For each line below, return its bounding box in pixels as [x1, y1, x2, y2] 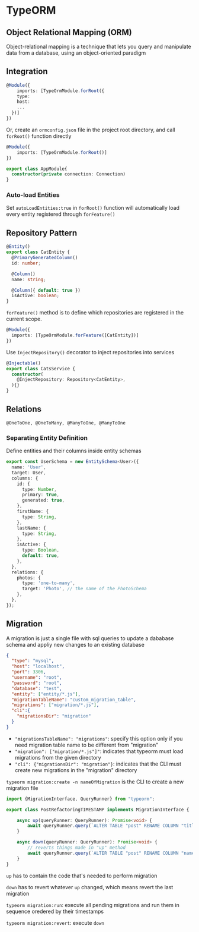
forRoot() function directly [6, 132, 72, 140]
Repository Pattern [6, 228, 78, 238]
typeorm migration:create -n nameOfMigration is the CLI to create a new [6, 778, 184, 785]
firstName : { [17, 509, 49, 515]
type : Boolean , [21, 547, 60, 553]
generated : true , [21, 498, 65, 503]
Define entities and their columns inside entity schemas [6, 447, 142, 455]
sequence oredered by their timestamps [6, 908, 104, 915]
